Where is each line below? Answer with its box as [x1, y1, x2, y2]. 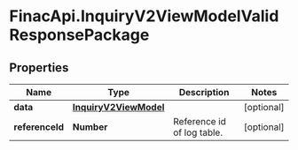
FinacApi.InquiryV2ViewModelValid [9, 6, 279, 26]
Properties [9, 60, 69, 75]
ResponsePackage [9, 25, 150, 45]
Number [72, 121, 108, 133]
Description [178, 86, 230, 98]
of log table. [172, 126, 223, 139]
